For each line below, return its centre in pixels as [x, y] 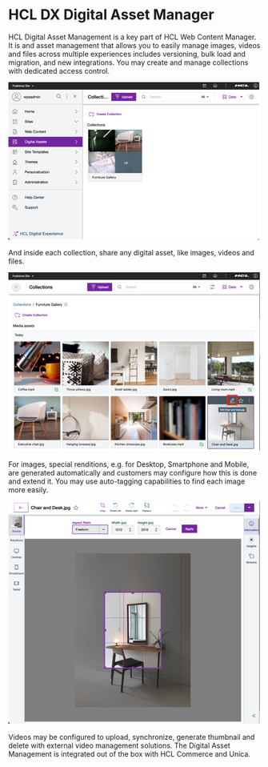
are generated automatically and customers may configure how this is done [133, 473]
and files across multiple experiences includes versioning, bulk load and [127, 54]
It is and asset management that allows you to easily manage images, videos [134, 45]
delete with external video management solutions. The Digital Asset [119, 745]
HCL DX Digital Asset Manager [111, 15]
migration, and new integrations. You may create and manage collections [128, 62]
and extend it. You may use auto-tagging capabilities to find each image [127, 481]
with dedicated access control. [59, 70]
